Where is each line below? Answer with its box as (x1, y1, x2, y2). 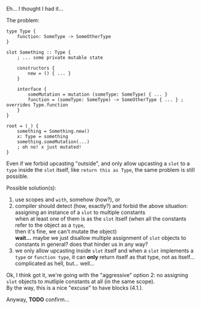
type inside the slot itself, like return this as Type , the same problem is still (6, 167, 195, 173)
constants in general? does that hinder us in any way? (14, 240, 148, 248)
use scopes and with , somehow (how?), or (14, 196, 121, 203)
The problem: (6, 17, 40, 23)
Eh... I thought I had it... (6, 5, 64, 12)
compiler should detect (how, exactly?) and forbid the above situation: (14, 203, 188, 209)
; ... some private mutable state (17, 55, 103, 61)
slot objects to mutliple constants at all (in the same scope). (6, 278, 155, 285)
